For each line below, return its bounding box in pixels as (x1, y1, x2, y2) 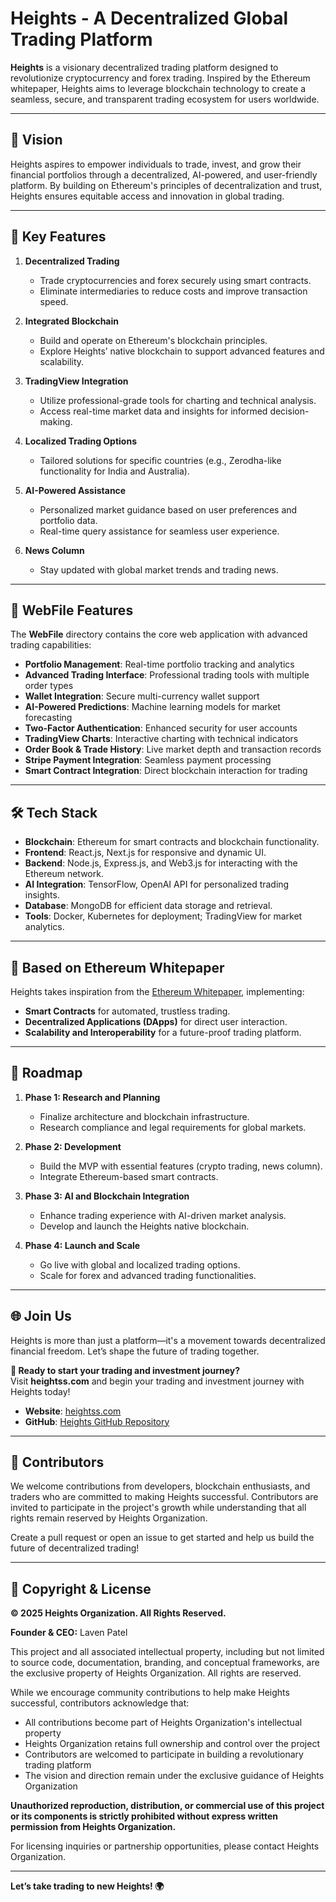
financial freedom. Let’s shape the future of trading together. (10, 1345, 260, 1357)
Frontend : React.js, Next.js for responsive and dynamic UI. (24, 847, 267, 859)
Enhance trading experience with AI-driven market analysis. (39, 1209, 287, 1221)
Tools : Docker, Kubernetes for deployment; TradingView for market (24, 910, 303, 922)
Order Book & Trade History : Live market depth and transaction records (24, 743, 322, 756)
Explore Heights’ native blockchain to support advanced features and (39, 345, 325, 357)
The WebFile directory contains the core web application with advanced (10, 628, 308, 641)
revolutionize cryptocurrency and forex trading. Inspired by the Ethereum (10, 72, 311, 84)
